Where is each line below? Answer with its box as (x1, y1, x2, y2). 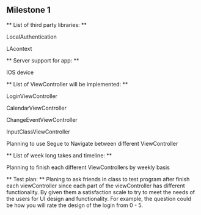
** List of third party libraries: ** (6, 21, 87, 28)
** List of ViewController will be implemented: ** (6, 80, 128, 88)
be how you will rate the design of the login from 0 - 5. (6, 202, 144, 209)
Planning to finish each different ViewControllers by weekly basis (6, 164, 170, 171)
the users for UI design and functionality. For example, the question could (6, 195, 191, 202)
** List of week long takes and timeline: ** (6, 151, 112, 159)
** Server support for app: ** (6, 56, 79, 64)
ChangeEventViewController (6, 116, 78, 123)
